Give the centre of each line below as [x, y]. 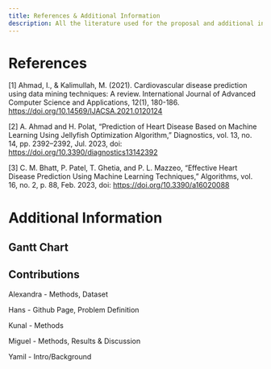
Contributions [44, 275]
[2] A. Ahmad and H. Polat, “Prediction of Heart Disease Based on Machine [133, 126]
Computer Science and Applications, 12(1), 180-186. [94, 102]
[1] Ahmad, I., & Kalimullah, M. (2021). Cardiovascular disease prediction [128, 85]
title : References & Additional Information [84, 16]
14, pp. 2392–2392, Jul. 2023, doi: [65, 144]
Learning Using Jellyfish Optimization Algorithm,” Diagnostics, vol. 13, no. [130, 135]
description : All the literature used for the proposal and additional [131, 23]
